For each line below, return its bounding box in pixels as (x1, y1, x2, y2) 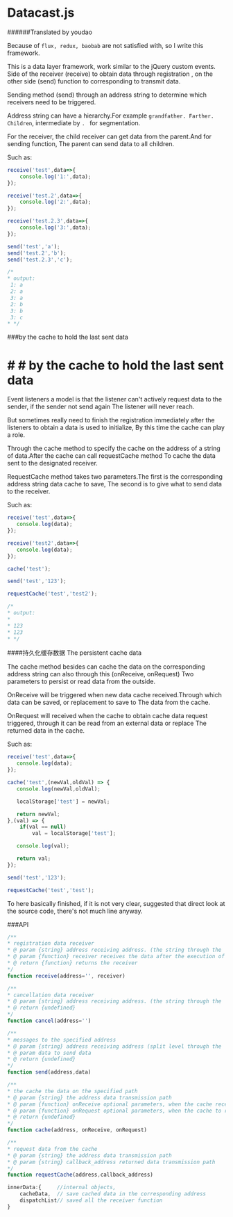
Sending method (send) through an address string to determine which (7, 90, 207, 99)
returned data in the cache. (7, 726, 85, 735)
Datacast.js (7, 5, 75, 21)
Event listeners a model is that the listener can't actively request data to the (7, 395, 223, 404)
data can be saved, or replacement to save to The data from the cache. (7, 698, 210, 707)
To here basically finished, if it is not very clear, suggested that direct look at (7, 899, 225, 907)
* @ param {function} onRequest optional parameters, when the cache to (7, 1107, 222, 1114)
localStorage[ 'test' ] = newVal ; (16, 798, 110, 805)
